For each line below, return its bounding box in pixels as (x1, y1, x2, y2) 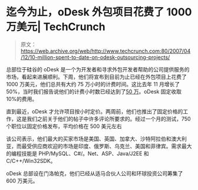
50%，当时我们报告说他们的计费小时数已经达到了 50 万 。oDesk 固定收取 (6, 88, 181, 95)
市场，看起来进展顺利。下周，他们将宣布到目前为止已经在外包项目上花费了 (6, 73, 187, 80)
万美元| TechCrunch (6, 20, 106, 34)
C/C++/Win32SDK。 (6, 157, 56, 164)
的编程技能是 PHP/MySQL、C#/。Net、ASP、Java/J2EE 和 (6, 150, 149, 157)
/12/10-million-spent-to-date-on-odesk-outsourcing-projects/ (20, 54, 170, 61)
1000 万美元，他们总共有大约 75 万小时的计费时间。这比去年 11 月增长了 (6, 80, 180, 87)
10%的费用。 (6, 95, 38, 102)
